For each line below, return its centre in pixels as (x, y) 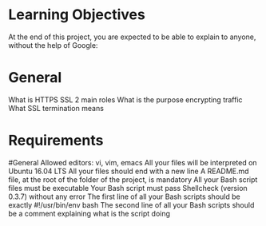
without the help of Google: (53, 45)
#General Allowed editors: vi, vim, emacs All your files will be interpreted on (133, 162)
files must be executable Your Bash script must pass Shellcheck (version (128, 188)
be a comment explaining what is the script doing (89, 213)
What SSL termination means (56, 108)
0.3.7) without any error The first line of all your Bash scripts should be (125, 196)
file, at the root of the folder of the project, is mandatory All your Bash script (133, 179)
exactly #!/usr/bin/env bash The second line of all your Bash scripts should (131, 204)
